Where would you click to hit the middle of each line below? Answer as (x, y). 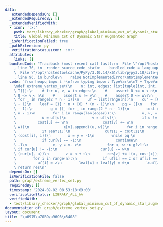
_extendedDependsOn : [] (33, 14)
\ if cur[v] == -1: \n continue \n (76, 140)
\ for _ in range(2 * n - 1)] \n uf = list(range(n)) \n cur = (83, 100)
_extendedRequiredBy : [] (34, 18)
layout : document (23, 212)
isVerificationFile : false (37, 177)
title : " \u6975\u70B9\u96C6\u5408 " (41, 217)
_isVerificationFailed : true (39, 41)
